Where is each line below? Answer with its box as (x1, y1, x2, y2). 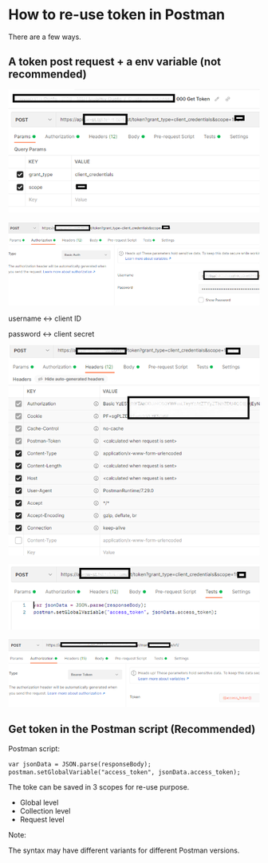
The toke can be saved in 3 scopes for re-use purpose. (8, 782, 190, 791)
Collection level (19, 806, 71, 815)
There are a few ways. (8, 32, 81, 41)
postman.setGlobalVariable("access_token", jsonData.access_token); (8, 768, 241, 776)
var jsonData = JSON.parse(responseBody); (8, 760, 152, 768)
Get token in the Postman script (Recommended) (8, 723, 256, 736)
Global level (19, 798, 59, 807)
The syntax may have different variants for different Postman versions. (8, 845, 240, 855)
